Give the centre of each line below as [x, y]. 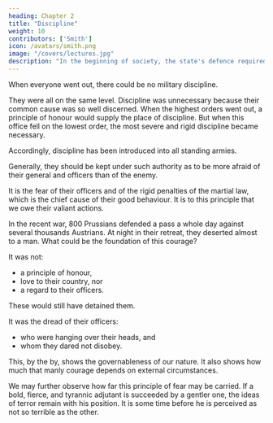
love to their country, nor [61, 281]
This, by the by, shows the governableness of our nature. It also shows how [135, 361]
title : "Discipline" [43, 24]
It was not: [26, 256]
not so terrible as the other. [54, 412]
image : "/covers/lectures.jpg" [61, 54]
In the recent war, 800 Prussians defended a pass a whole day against [126, 224]
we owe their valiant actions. [56, 207]
